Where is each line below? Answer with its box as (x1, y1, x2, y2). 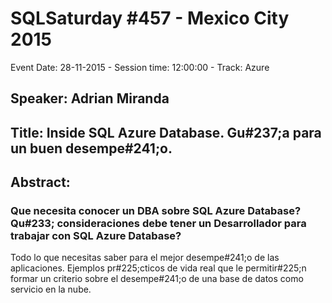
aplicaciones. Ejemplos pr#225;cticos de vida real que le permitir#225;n (10, 262, 307, 274)
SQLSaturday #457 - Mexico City (10, 7, 290, 30)
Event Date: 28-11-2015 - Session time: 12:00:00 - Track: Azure (10, 61, 270, 73)
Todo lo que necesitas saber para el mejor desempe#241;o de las (10, 252, 280, 264)
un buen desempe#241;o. (10, 140, 173, 157)
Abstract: (10, 174, 71, 191)
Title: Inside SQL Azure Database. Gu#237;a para (10, 124, 322, 141)
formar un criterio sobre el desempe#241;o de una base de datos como (10, 273, 304, 285)
